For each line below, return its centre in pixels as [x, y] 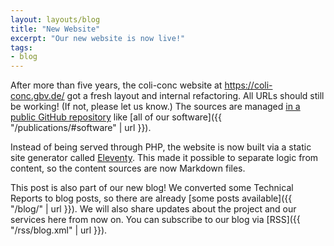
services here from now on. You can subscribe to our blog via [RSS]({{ [155, 220]
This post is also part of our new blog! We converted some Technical [152, 188]
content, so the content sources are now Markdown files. [128, 168]
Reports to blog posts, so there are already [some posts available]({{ [151, 198]
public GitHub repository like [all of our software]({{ [116, 117]
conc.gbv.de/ [37, 96]
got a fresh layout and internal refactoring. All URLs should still [195, 96]
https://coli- [248, 85]
